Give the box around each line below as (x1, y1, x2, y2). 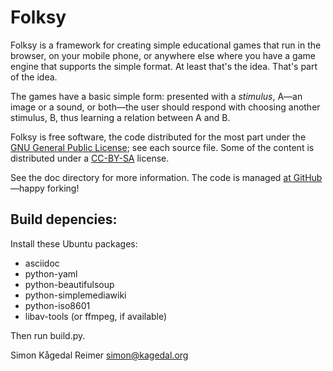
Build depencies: (10, 211, 118, 228)
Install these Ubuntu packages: (10, 237, 138, 250)
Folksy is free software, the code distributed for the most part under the (10, 131, 307, 143)
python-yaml (24, 267, 78, 280)
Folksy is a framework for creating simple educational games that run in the (10, 39, 322, 51)
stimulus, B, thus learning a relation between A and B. (10, 111, 231, 123)
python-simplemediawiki (24, 289, 127, 301)
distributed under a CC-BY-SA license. (10, 152, 170, 164)
